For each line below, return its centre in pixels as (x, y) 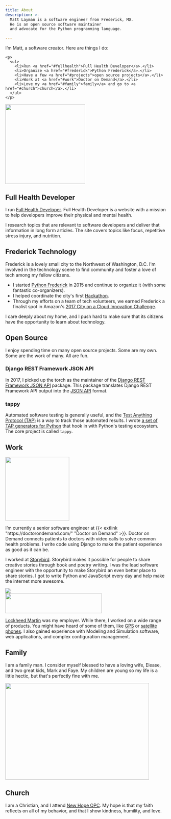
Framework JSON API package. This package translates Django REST (79, 385)
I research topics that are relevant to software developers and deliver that (82, 225)
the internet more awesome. (35, 581)
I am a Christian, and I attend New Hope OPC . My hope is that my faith (79, 805)
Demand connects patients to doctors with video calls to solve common (81, 538)
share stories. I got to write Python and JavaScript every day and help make (85, 576)
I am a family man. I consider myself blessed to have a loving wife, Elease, (83, 665)
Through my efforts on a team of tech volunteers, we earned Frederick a (89, 301)
